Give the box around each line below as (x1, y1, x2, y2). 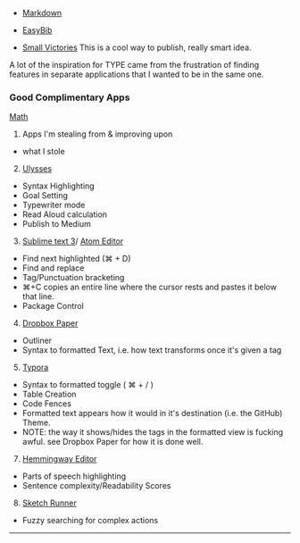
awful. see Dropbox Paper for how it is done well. (21, 437, 204, 447)
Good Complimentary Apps (9, 91, 130, 104)
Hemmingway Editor (21, 454, 97, 464)
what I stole (21, 146, 65, 157)
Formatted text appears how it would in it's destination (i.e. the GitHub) (21, 408, 283, 419)
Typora (21, 362, 49, 373)
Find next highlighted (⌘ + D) (21, 254, 131, 264)
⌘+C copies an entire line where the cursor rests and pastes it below (21, 281, 277, 293)
